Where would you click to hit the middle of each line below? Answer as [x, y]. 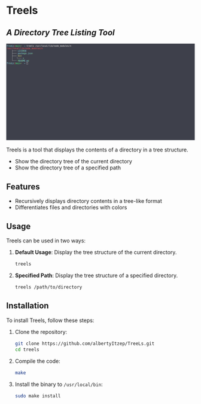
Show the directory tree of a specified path [68, 168]
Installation [28, 306]
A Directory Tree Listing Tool [60, 33]
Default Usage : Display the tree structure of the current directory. [96, 253]
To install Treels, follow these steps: [50, 320]
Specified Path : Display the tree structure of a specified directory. [96, 275]
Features [23, 186]
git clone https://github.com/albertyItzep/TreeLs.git [85, 344]
